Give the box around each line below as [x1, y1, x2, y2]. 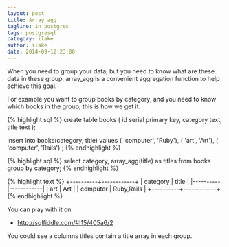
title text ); [7, 123, 36, 131]
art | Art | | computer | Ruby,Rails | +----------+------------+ [50, 185, 221, 193]
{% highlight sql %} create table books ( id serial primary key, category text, [7, 115, 222, 123]
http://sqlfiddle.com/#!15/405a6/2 [17, 218, 113, 226]
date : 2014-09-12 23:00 [7, 49, 76, 56]
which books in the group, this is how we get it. [7, 102, 141, 110]
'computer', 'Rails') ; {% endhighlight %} [7, 143, 122, 152]
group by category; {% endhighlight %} [7, 164, 119, 172]
